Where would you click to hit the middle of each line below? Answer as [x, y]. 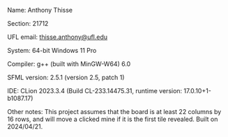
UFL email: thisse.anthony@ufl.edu [58, 37]
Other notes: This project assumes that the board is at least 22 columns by [114, 112]
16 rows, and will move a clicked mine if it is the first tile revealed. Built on [113, 119]
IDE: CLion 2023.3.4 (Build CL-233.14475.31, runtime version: [95, 91]
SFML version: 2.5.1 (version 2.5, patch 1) [66, 77]
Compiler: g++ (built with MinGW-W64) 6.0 [69, 64]
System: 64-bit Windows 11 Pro [52, 50]
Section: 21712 [28, 23]
